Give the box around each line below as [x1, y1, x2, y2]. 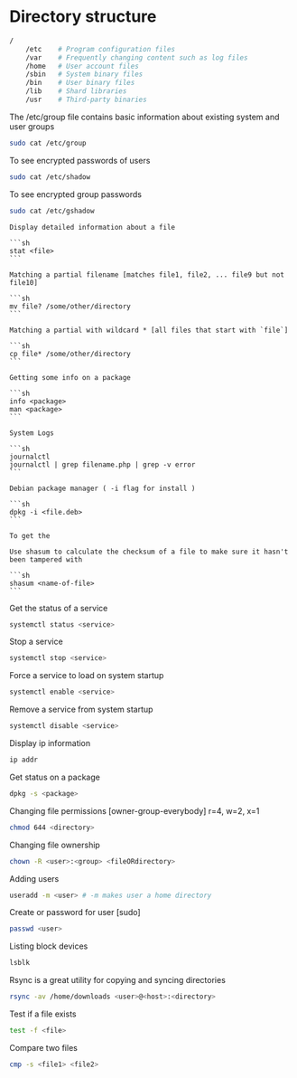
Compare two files [9, 1042, 79, 1053]
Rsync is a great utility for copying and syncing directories [9, 975, 226, 986]
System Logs [9, 428, 54, 438]
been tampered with [9, 554, 83, 564]
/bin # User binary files [25, 79, 135, 88]
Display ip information [9, 738, 91, 749]
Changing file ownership [9, 839, 101, 850]
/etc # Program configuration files [25, 44, 176, 53]
